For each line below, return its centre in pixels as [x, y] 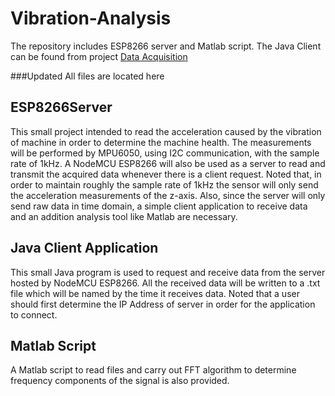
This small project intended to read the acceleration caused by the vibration [166, 131]
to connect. [34, 314]
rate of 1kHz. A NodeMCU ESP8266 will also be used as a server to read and [168, 163]
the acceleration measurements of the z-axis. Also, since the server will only [168, 195]
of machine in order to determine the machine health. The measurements [161, 142]
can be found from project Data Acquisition [99, 56]
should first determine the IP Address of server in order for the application [163, 304]
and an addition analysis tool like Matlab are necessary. [124, 216]
